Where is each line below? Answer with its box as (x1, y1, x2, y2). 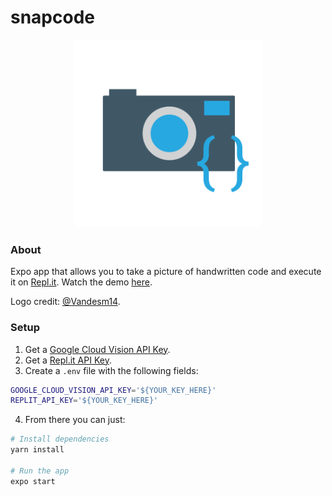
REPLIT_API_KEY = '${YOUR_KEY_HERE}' (10, 396, 159, 406)
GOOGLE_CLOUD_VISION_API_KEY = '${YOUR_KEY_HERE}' (10, 385, 217, 395)
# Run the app (10, 466, 70, 476)
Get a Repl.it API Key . (24, 354, 112, 366)
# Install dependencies (10, 434, 110, 445)
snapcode (10, 6, 95, 29)
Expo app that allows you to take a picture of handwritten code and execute (10, 266, 322, 278)
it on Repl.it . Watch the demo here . (10, 276, 153, 288)
